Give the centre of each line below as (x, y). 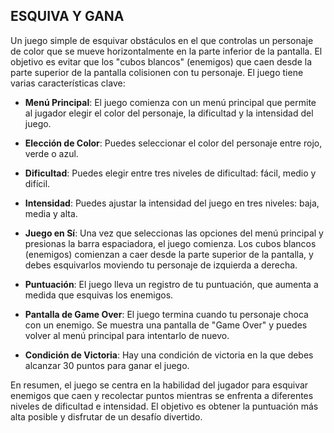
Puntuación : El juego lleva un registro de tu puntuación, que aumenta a (171, 284)
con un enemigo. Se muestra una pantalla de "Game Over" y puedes (166, 325)
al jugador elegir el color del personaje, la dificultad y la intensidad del (169, 113)
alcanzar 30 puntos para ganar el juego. (107, 365)
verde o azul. (51, 153)
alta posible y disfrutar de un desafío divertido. (106, 416)
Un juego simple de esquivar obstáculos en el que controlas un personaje (162, 40)
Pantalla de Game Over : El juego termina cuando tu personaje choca (166, 314)
